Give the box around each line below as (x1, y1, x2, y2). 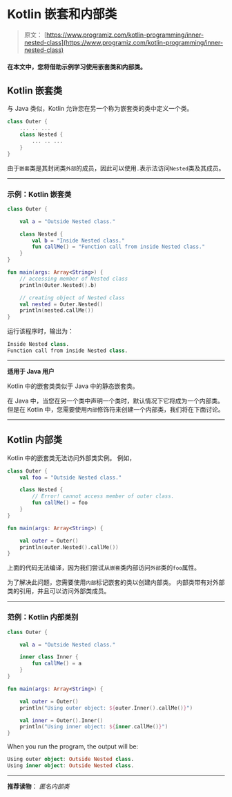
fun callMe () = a (32, 660, 81, 667)
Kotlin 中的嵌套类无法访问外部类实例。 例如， (7, 453, 136, 462)
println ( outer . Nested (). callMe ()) (19, 543, 119, 551)
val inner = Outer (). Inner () (19, 717, 104, 724)
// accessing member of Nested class (19, 275, 128, 282)
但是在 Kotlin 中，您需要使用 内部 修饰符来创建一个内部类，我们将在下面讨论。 (7, 405, 224, 413)
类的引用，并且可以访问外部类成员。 (7, 587, 110, 595)
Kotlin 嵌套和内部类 (7, 6, 117, 22)
